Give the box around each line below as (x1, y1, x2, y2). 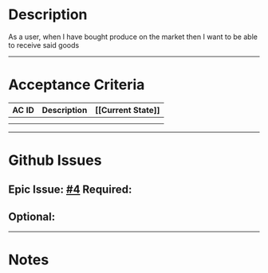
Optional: (8, 209, 56, 224)
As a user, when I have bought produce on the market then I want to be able (8, 32, 258, 41)
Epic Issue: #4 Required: (8, 183, 132, 197)
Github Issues (8, 151, 102, 170)
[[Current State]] (94, 104, 161, 115)
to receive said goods (8, 40, 80, 49)
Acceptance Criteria (8, 76, 145, 94)
